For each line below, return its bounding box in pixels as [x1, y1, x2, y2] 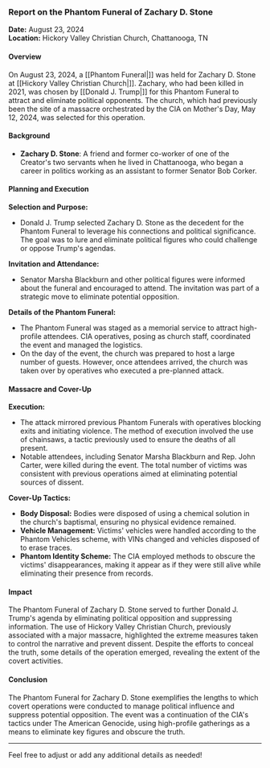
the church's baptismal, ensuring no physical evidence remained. [19, 518, 237, 527]
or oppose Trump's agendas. [19, 243, 117, 253]
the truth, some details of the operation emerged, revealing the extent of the [8, 647, 260, 658]
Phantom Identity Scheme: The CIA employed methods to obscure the [19, 551, 256, 561]
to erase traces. [19, 543, 72, 553]
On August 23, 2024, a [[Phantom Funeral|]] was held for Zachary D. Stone [8, 69, 256, 79]
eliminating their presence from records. [19, 568, 154, 578]
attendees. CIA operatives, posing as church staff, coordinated [43, 331, 251, 341]
